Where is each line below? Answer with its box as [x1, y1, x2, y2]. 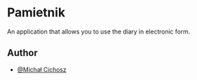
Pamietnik [7, 5, 66, 21]
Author [7, 47, 38, 59]
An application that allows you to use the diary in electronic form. [7, 27, 190, 36]
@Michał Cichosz [16, 65, 67, 73]
